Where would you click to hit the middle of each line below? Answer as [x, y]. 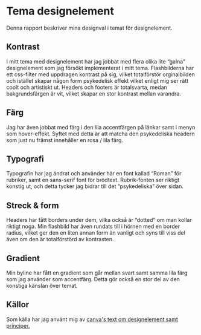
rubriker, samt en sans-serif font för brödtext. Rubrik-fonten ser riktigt [93, 180]
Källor [18, 304]
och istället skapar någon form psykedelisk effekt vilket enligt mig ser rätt [97, 80]
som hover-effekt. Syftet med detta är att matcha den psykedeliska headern [101, 134]
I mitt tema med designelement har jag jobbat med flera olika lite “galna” [96, 61]
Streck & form [33, 205]
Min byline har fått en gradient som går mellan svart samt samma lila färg [97, 273]
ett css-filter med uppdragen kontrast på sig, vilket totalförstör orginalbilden [101, 74]
